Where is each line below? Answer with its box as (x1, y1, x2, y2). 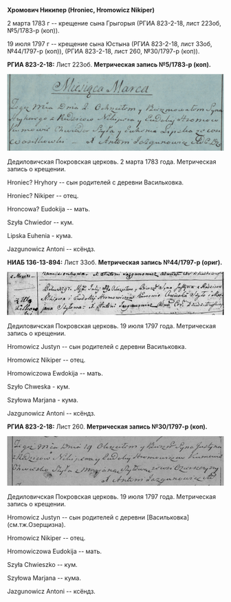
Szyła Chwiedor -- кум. (7, 218, 74, 226)
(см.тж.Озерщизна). (7, 520, 66, 528)
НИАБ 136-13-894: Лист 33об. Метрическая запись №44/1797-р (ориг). (7, 258, 223, 266)
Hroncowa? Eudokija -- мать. (7, 204, 91, 213)
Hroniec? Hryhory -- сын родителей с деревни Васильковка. (7, 178, 184, 186)
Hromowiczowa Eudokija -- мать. (7, 547, 102, 555)
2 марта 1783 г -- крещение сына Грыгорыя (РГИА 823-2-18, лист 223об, (7, 19, 221, 27)
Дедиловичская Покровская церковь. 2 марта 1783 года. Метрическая (7, 158, 217, 166)
